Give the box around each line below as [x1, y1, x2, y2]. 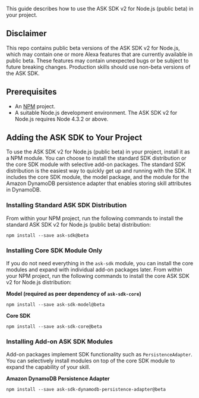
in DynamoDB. [6, 186, 42, 193]
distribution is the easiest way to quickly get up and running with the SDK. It [6, 167, 192, 174]
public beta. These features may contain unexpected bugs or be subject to [6, 57, 189, 64]
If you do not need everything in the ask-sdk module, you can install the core [6, 260, 194, 267]
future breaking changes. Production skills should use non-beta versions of [6, 63, 191, 70]
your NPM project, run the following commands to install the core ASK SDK [6, 272, 190, 280]
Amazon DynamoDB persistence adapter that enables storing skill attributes [6, 180, 192, 187]
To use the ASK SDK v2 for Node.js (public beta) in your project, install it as [6, 148, 190, 155]
